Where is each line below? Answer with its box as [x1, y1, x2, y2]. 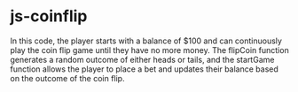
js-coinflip [10, 6, 88, 27]
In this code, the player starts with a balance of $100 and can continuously [10, 35, 283, 46]
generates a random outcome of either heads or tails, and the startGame [10, 54, 275, 65]
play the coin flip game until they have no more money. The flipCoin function [10, 44, 289, 55]
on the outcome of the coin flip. [10, 73, 125, 83]
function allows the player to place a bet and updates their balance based [10, 64, 278, 74]
